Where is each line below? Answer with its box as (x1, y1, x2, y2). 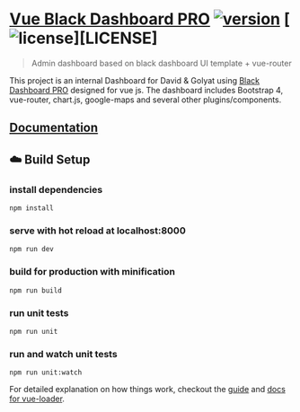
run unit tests (9, 306, 69, 319)
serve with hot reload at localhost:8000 (9, 224, 186, 237)
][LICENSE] (73, 28, 158, 48)
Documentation (9, 120, 99, 136)
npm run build (9, 285, 63, 295)
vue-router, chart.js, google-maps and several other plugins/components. (9, 94, 282, 105)
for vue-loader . (9, 393, 66, 404)
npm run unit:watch (9, 368, 83, 377)
